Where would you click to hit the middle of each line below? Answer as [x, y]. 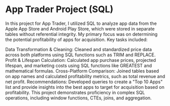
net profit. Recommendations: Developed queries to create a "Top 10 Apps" [84, 82]
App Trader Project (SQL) [59, 9]
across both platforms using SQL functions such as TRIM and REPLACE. [80, 55]
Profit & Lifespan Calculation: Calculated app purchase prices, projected [81, 60]
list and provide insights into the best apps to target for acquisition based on [85, 87]
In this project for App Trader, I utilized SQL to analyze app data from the [81, 23]
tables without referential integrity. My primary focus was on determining [81, 34]
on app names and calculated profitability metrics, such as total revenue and [85, 76]
